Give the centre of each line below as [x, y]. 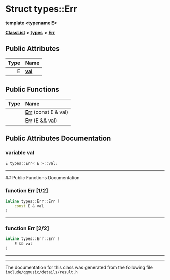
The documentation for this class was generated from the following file [79, 267]
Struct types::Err [41, 9]
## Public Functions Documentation [42, 178]
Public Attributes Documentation [58, 138]
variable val [20, 152]
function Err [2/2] [27, 228]
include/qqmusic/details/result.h [42, 272]
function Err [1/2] [27, 191]
